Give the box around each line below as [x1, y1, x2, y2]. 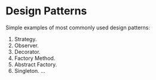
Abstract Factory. [14, 61, 57, 68]
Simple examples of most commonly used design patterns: [5, 24, 151, 31]
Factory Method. [14, 54, 56, 61]
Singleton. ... [14, 67, 45, 74]
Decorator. [14, 48, 41, 55]
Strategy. [14, 35, 37, 42]
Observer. [14, 42, 39, 49]
